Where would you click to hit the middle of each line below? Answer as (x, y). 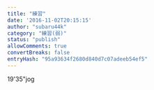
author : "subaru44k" (37, 27)
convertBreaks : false (39, 53)
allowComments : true (37, 46)
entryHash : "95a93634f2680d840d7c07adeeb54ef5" (78, 59)
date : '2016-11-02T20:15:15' (49, 20)
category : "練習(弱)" (37, 33)
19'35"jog (21, 79)
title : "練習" (27, 14)
